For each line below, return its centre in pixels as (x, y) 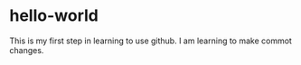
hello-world (54, 16)
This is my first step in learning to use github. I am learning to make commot (150, 41)
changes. (27, 50)
